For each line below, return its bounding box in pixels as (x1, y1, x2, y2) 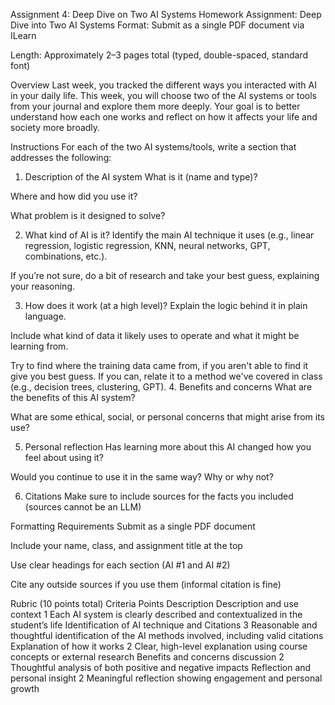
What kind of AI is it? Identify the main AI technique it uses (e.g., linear (24, 229, 315, 241)
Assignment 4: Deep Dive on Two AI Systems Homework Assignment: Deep (10, 9, 322, 20)
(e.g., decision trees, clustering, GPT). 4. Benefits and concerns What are (10, 381, 313, 393)
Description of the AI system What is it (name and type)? (24, 171, 258, 183)
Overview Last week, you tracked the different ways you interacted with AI (10, 79, 317, 91)
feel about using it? (24, 452, 104, 463)
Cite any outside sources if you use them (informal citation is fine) (10, 579, 282, 590)
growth (10, 683, 40, 694)
